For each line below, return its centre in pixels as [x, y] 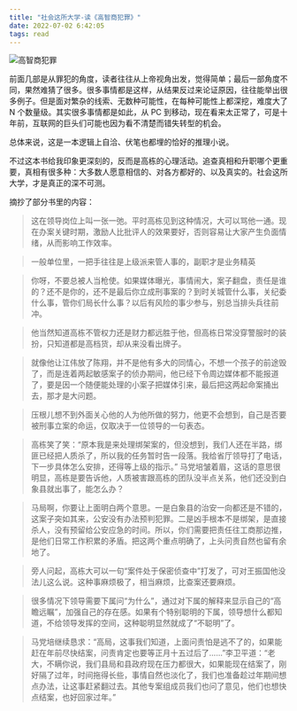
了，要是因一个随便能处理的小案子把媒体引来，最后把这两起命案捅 [151, 385]
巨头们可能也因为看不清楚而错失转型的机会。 [145, 123]
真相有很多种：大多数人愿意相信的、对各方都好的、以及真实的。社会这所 [156, 172]
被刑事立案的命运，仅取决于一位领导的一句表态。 [120, 426]
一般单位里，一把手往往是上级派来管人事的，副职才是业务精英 [143, 262]
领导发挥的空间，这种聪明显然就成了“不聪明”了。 [151, 623]
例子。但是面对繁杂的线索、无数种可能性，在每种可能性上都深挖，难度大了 [152, 101]
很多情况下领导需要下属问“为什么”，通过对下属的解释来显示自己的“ [152, 601]
